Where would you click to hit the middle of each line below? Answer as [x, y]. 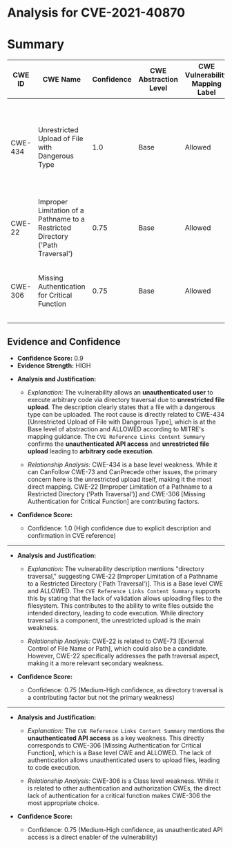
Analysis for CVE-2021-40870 [96, 13]
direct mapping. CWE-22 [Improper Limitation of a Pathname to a [120, 487]
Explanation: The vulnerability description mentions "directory [116, 568]
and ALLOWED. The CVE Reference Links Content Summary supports [124, 590]
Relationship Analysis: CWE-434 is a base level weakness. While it [122, 464]
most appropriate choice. [63, 803]
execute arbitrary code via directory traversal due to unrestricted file [126, 399]
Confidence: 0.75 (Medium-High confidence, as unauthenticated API [125, 829]
